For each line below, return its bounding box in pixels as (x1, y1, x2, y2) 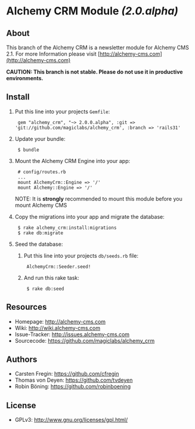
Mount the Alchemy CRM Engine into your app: (14, 157, 131, 164)
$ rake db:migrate (17, 229, 64, 236)
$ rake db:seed (26, 286, 64, 292)
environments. (6, 75, 44, 81)
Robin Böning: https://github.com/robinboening (14, 383, 131, 390)
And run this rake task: (23, 274, 79, 281)
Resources (6, 302, 47, 312)
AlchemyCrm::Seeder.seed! (26, 264, 91, 270)
